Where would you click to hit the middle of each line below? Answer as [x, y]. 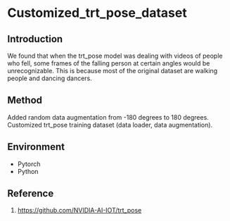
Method [25, 100]
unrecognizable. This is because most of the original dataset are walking [113, 71]
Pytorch [29, 164]
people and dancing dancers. [50, 78]
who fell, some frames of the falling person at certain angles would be [109, 63]
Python [28, 171]
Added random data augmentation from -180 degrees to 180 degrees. [108, 117]
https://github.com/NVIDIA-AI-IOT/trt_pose [79, 210]
